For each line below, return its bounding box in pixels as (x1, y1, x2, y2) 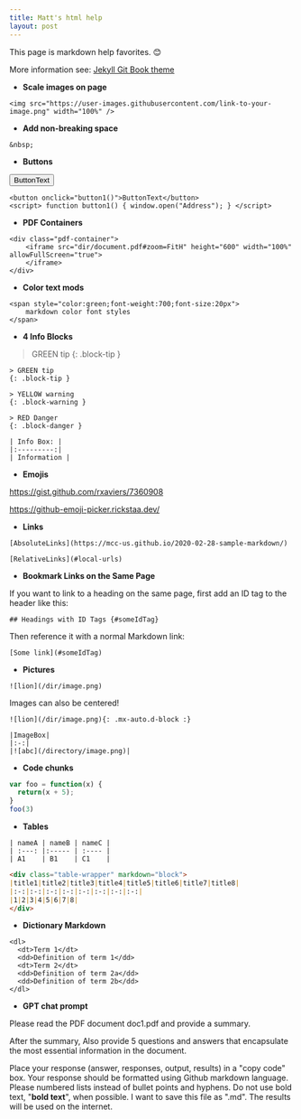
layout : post (9, 22, 59, 31)
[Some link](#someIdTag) (9, 648, 103, 657)
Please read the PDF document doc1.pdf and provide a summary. (9, 1018, 251, 1030)
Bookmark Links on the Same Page (22, 570, 156, 581)
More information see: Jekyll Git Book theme (9, 64, 175, 75)
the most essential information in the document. (9, 1045, 187, 1057)
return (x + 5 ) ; (17, 788, 75, 797)
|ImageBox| (9, 731, 50, 740)
